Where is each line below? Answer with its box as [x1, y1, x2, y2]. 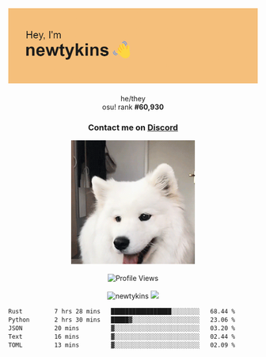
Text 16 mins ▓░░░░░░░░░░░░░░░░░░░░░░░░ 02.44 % [8, 332, 236, 340]
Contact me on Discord [88, 122, 178, 133]
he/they [120, 94, 146, 103]
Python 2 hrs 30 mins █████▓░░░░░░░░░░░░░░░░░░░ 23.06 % [8, 316, 236, 325]
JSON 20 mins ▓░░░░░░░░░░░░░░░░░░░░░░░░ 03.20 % [8, 325, 236, 332]
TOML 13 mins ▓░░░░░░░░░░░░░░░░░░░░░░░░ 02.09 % [8, 341, 236, 349]
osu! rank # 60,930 [101, 102, 165, 112]
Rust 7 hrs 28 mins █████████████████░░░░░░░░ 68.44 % [8, 308, 236, 316]
